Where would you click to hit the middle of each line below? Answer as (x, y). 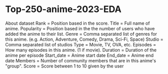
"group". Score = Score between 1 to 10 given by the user (65, 66)
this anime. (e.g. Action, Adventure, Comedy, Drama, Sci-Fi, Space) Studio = (84, 39)
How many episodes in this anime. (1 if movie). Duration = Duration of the (81, 50)
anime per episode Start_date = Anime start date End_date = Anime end (79, 55)
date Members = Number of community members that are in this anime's (81, 60)
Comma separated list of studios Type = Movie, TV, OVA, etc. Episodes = (81, 44)
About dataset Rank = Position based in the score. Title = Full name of (77, 23)
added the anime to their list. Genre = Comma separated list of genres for (81, 34)
